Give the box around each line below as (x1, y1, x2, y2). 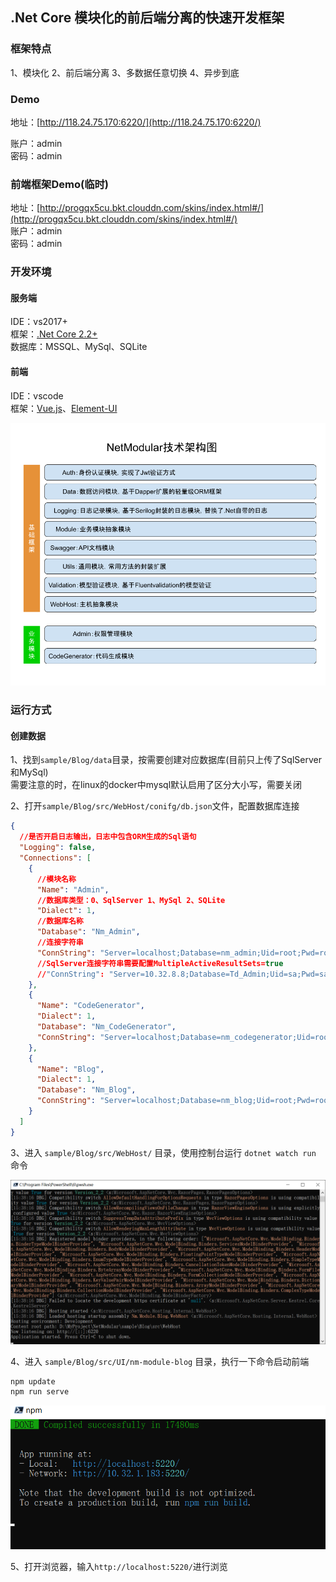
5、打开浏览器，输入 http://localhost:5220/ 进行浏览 (10, 1561, 228, 1573)
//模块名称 (36, 874, 77, 884)
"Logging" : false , (19, 843, 97, 853)
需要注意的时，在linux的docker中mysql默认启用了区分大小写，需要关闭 (10, 779, 303, 791)
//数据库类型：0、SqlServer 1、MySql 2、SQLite (36, 895, 226, 905)
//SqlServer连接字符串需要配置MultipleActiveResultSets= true (36, 958, 284, 968)
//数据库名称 (36, 916, 84, 927)
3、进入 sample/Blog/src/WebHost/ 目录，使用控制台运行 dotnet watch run (10, 1146, 317, 1158)
